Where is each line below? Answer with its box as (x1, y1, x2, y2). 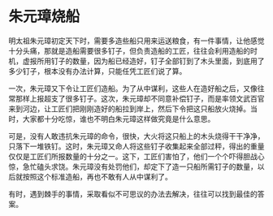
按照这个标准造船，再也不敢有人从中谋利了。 (22, 171, 172, 181)
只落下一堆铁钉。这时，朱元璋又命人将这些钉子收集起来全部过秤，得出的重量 (8, 141, 265, 151)
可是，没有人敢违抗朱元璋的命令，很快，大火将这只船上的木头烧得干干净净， (8, 131, 265, 140)
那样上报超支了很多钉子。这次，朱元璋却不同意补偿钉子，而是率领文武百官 (15, 93, 265, 103)
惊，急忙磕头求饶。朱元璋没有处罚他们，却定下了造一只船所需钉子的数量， (8, 162, 258, 171)
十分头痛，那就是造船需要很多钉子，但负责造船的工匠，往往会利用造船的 (8, 45, 250, 55)
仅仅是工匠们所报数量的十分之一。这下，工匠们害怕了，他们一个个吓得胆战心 (8, 151, 265, 161)
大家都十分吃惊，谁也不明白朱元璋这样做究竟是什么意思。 (22, 114, 215, 123)
